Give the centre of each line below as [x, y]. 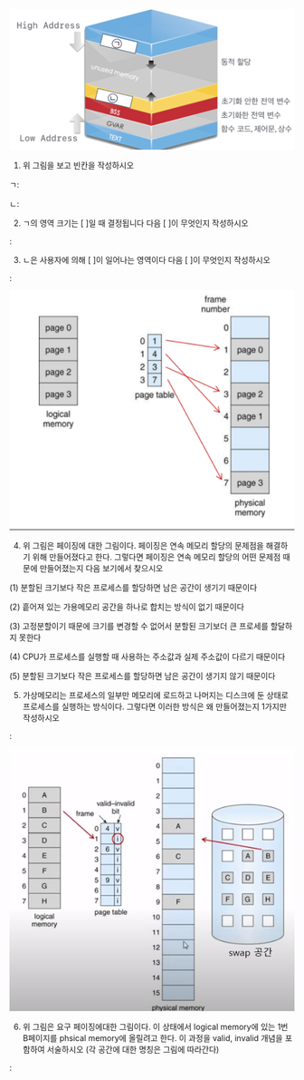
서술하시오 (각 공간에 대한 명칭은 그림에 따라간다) [133, 1049]
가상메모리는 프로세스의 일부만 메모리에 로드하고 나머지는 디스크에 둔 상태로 [156, 695]
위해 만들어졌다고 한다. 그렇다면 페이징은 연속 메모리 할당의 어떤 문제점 [157, 557]
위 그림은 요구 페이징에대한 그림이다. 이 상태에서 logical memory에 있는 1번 [155, 1026]
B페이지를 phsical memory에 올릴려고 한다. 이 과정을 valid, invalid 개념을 [152, 1037]
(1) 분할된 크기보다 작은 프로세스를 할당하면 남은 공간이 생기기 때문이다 [133, 587]
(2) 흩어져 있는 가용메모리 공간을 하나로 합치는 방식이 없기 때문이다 [127, 607]
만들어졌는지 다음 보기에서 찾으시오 [101, 568]
